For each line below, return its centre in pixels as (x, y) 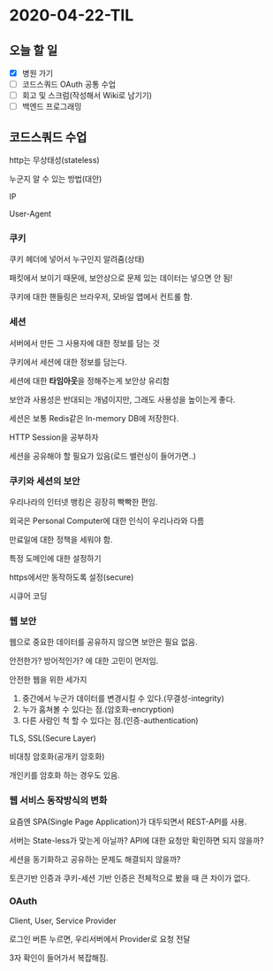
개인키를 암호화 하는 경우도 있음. (65, 775)
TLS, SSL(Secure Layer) (53, 738)
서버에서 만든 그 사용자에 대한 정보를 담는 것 (85, 343)
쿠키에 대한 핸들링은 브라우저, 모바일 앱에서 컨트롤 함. (101, 297)
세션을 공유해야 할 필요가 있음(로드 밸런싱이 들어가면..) (103, 456)
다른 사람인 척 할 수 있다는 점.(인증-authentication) (110, 721)
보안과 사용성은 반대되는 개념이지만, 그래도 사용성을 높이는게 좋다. (122, 399)
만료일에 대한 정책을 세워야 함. (61, 539)
